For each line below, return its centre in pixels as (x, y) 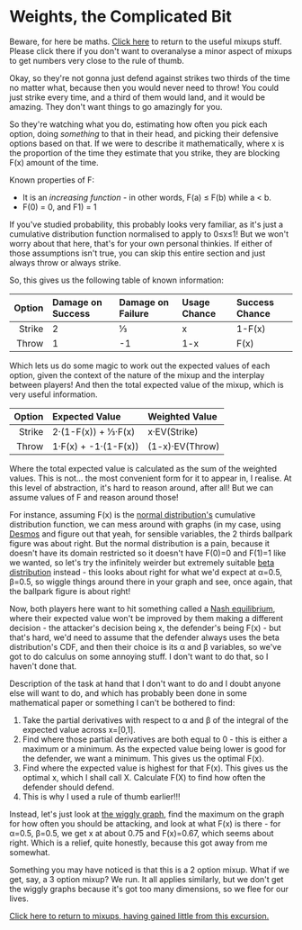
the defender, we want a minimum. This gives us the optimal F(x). (143, 758)
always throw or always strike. (65, 262)
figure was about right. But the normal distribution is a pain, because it (139, 543)
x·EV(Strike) (173, 431)
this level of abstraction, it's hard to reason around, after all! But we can (142, 487)
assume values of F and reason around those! (94, 497)
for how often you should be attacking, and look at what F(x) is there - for (145, 823)
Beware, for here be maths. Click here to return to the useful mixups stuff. (146, 41)
